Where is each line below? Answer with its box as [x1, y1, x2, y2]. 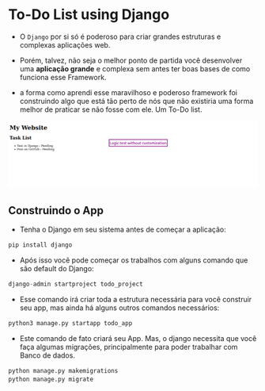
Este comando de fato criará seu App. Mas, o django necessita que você [19, 333, 257, 343]
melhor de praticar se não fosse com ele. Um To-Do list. [19, 105, 203, 114]
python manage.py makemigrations [8, 366, 119, 374]
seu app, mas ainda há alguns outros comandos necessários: [19, 303, 220, 312]
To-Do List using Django [8, 6, 170, 24]
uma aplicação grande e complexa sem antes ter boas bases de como [19, 63, 251, 73]
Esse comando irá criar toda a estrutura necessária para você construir [19, 294, 252, 304]
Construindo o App [8, 204, 104, 217]
